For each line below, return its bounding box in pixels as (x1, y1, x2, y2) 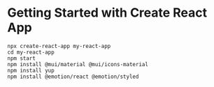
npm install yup (7, 67, 55, 74)
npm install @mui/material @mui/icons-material (7, 61, 149, 68)
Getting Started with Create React (7, 5, 208, 21)
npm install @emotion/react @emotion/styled (7, 73, 139, 80)
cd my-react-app (7, 49, 55, 56)
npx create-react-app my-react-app (7, 42, 111, 49)
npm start (7, 54, 36, 62)
